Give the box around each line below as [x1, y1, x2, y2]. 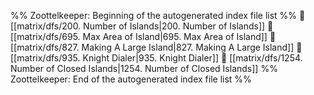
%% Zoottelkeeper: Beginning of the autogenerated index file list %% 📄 [10, 10, 306, 21]
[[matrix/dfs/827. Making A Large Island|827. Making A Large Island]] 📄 [10, 41, 303, 53]
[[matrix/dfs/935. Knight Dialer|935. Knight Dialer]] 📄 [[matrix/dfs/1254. [10, 52, 303, 64]
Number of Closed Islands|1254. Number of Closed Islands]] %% [10, 63, 278, 74]
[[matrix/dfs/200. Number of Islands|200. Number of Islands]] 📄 [10, 20, 274, 32]
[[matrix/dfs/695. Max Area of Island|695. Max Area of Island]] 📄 [10, 31, 277, 42]
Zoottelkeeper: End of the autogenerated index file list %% [10, 73, 252, 85]
